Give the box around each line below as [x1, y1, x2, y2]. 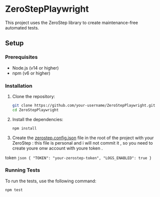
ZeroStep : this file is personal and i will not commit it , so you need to [12, 140, 153, 146]
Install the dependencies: [12, 116, 64, 122]
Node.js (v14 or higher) [12, 65, 59, 71]
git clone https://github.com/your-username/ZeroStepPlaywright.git [12, 103, 156, 108]
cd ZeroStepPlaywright [12, 107, 59, 112]
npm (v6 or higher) [12, 70, 51, 76]
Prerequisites [5, 54, 38, 61]
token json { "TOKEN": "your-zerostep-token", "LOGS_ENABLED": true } [5, 154, 152, 160]
